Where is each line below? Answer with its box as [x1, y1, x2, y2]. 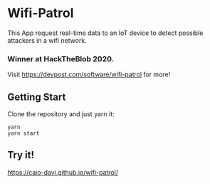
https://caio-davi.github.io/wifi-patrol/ [7, 168, 119, 176]
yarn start [7, 130, 40, 137]
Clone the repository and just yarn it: [7, 110, 115, 118]
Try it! [7, 149, 34, 161]
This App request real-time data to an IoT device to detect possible [7, 29, 204, 37]
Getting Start [7, 91, 66, 103]
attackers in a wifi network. [7, 36, 87, 44]
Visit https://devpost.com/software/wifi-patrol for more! [7, 70, 171, 79]
